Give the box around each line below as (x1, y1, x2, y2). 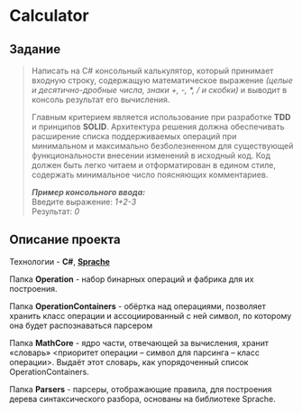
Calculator (9, 5, 89, 26)
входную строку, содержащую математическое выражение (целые (31, 75, 293, 86)
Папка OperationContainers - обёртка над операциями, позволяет (9, 300, 266, 312)
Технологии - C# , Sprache (9, 256, 111, 267)
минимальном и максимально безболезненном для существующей (31, 141, 294, 151)
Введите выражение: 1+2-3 (31, 196, 137, 207)
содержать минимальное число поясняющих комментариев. (31, 169, 269, 180)
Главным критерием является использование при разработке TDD (31, 112, 291, 122)
